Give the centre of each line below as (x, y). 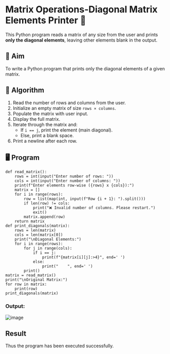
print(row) (26, 289)
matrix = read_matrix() (31, 275)
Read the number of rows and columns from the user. (69, 103)
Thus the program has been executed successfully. (60, 346)
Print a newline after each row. (45, 141)
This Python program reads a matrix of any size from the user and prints (82, 34)
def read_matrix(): (26, 172)
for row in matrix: (26, 284)
